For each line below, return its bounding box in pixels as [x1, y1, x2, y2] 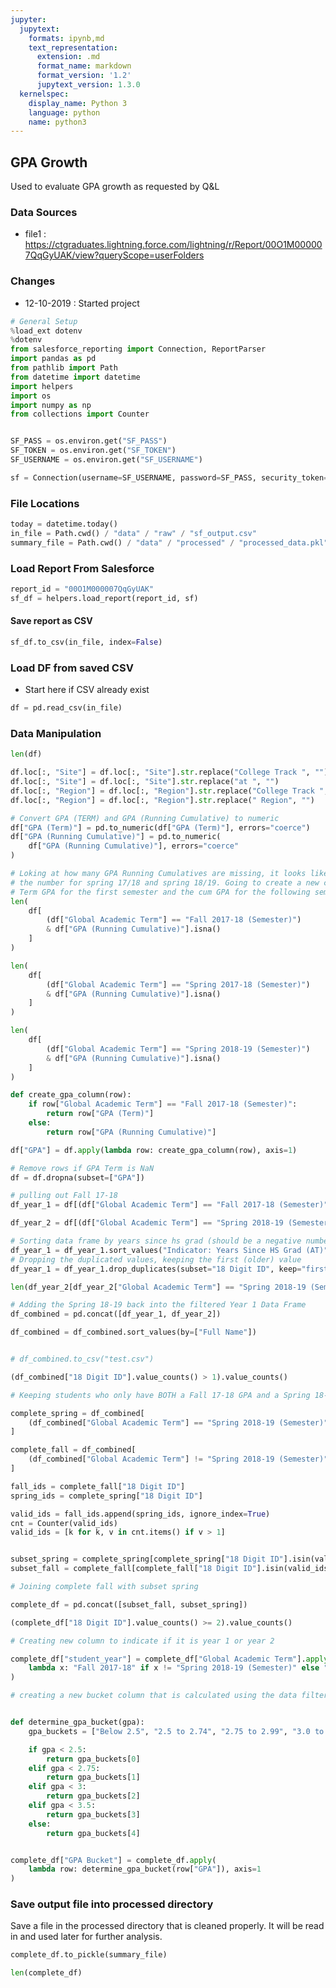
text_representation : [28, 42, 118, 53]
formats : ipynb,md [28, 33, 105, 43]
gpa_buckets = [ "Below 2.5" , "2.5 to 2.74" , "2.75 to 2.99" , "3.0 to [28, 1726, 325, 1736]
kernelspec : [19, 89, 70, 99]
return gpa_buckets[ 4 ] [46, 1828, 141, 1838]
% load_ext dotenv [10, 326, 83, 336]
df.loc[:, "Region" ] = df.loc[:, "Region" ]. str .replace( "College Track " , [10, 786, 329, 796]
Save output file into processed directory [10, 1897, 214, 1911]
